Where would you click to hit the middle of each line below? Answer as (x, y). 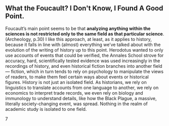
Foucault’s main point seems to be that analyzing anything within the (78, 28)
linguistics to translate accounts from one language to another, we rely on (82, 88)
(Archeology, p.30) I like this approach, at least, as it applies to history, (78, 39)
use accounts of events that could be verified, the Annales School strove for (85, 55)
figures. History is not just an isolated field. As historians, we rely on (76, 82)
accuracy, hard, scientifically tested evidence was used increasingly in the (83, 61)
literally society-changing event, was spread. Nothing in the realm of (77, 104)
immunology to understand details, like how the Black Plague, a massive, (81, 98)
